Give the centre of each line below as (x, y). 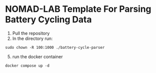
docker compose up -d (27, 66)
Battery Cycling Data (49, 19)
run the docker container (38, 56)
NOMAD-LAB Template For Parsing (78, 9)
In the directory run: (32, 38)
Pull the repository (31, 33)
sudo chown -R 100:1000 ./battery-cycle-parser (55, 47)
